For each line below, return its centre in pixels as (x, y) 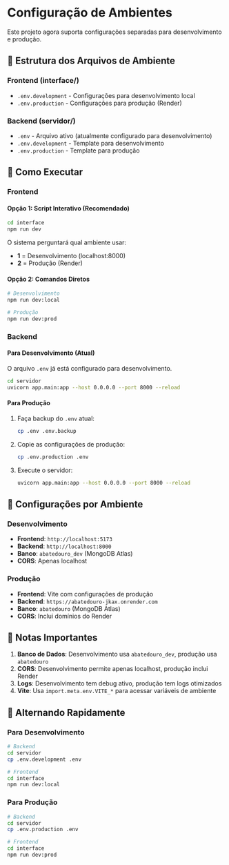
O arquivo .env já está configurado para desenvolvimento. (90, 369)
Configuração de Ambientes (90, 13)
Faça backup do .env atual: (56, 418)
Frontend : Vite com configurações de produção (85, 594)
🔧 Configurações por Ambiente (75, 504)
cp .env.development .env (44, 759)
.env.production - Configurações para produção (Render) (100, 103)
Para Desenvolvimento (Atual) (51, 353)
